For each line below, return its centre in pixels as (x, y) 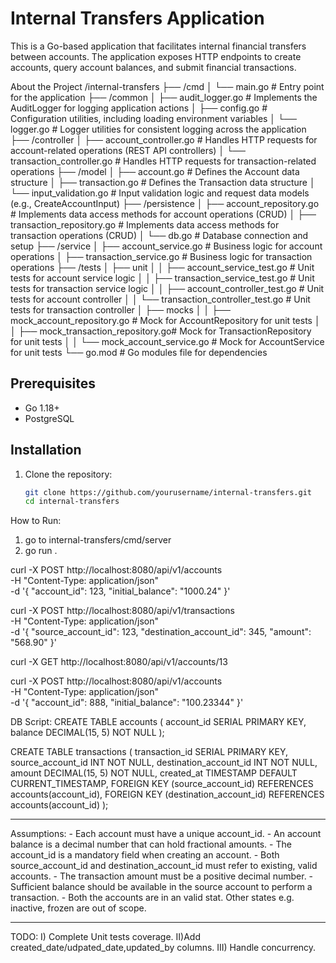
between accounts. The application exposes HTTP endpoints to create (156, 56)
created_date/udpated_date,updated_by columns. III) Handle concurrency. (163, 948)
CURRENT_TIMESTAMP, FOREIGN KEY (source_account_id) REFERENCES (162, 784)
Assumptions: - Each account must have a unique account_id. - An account (166, 834)
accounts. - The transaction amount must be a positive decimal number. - (162, 876)
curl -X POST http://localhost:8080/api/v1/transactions (122, 611)
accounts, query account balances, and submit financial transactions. (153, 67)
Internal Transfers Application (137, 18)
